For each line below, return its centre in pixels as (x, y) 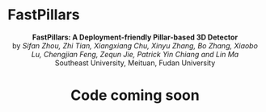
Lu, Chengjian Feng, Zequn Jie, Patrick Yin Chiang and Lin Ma (135, 54)
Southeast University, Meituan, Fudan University (135, 63)
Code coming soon (135, 95)
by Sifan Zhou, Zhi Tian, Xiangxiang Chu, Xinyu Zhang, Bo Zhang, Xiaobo (135, 45)
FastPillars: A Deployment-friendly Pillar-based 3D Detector (135, 37)
